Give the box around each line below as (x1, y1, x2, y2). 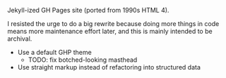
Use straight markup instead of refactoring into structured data (17, 63, 201, 71)
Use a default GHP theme (17, 48, 92, 56)
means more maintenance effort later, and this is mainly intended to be (7, 27, 213, 35)
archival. (7, 34, 32, 43)
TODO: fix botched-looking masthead (28, 56, 138, 64)
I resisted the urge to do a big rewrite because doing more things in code (7, 20, 220, 27)
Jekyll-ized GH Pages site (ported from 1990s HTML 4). (7, 6, 169, 14)
